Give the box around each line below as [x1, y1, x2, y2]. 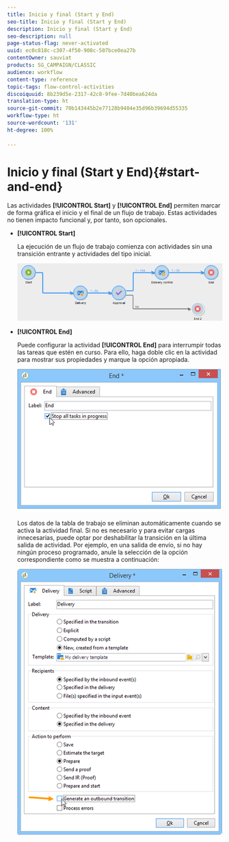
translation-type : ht [7, 98, 69, 105]
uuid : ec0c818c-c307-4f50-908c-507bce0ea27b [7, 47, 136, 54]
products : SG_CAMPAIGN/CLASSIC [7, 62, 96, 69]
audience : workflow [7, 69, 63, 75]
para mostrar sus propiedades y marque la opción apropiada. [16, 356, 190, 364]
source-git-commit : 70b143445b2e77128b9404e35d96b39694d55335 [7, 105, 188, 112]
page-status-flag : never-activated [7, 40, 109, 47]
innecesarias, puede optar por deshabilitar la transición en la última [16, 534, 207, 542]
